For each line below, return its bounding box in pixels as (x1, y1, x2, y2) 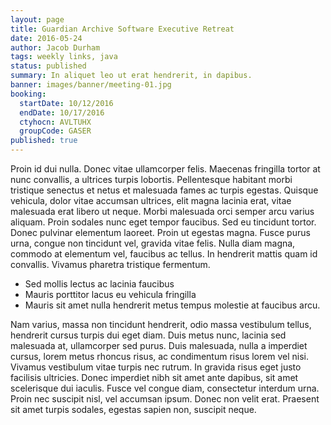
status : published (10, 61, 87, 71)
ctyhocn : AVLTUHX (19, 117, 92, 127)
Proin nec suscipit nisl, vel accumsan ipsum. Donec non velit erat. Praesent (10, 393, 320, 405)
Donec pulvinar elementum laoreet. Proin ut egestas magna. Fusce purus (10, 227, 311, 238)
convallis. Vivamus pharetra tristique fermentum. (10, 259, 211, 270)
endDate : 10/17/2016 (19, 107, 105, 118)
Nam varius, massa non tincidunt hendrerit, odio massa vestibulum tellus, (10, 319, 312, 330)
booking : (10, 89, 47, 99)
